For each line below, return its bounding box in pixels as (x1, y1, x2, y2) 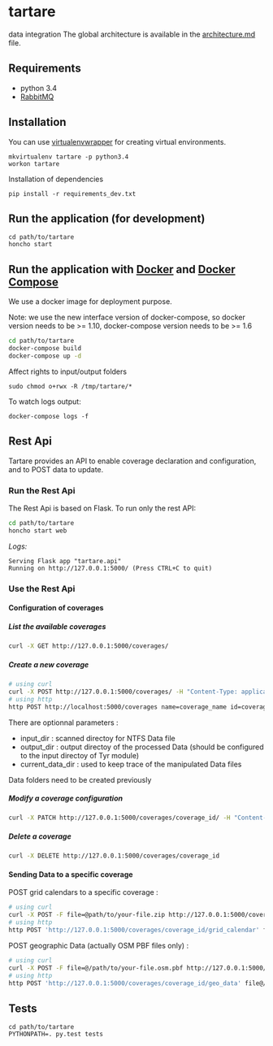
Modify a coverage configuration (8, 793, 123, 803)
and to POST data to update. (8, 464, 104, 474)
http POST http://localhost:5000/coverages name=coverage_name (8, 702, 227, 711)
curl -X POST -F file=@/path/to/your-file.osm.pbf (8, 964, 184, 972)
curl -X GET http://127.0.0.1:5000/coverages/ (8, 642, 169, 650)
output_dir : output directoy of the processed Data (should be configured (19, 742, 264, 752)
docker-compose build (8, 345, 82, 353)
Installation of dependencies (8, 174, 104, 184)
